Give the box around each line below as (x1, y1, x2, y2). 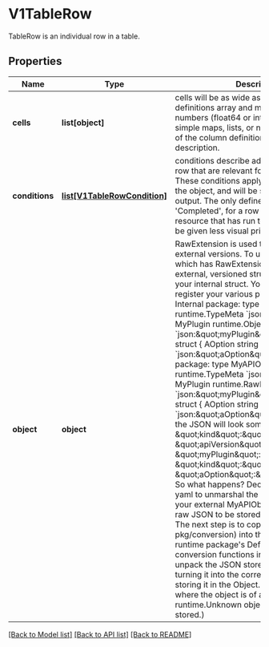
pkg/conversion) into (175, 528, 254, 540)
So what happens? (175, 479, 245, 490)
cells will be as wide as (175, 91, 262, 103)
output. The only (175, 195, 237, 206)
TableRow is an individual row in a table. (8, 31, 140, 41)
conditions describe (175, 155, 250, 166)
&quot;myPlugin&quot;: (175, 448, 262, 459)
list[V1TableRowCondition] (61, 190, 168, 201)
